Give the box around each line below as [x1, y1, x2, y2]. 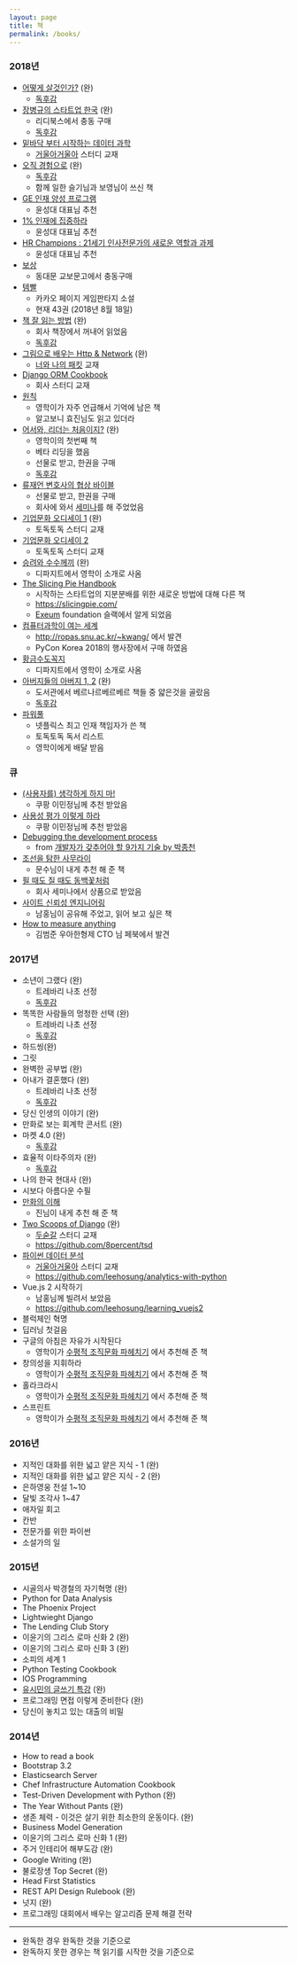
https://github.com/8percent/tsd [34, 1240, 153, 1251]
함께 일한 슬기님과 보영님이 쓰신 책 [34, 182, 154, 192]
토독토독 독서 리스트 [34, 730, 104, 741]
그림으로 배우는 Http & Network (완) [21, 347, 148, 359]
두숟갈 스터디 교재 [34, 1229, 97, 1241]
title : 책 [9, 21, 44, 30]
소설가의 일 [21, 1537, 61, 1548]
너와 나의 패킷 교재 [34, 359, 100, 370]
